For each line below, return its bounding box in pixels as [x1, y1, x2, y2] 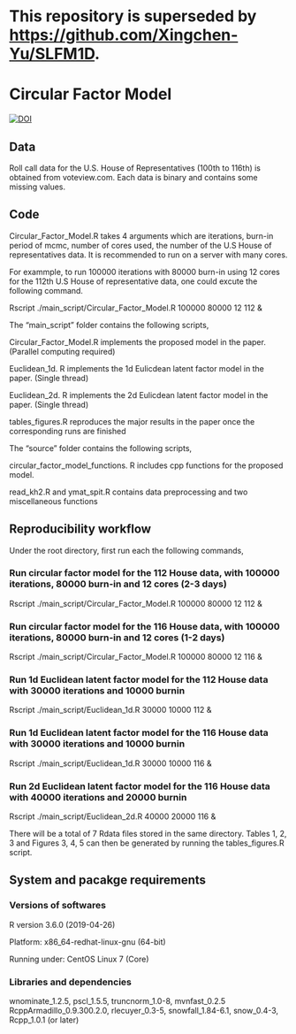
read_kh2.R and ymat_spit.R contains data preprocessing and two [9, 486, 248, 497]
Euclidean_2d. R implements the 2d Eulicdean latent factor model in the [9, 389, 269, 400]
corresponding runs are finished [9, 425, 126, 436]
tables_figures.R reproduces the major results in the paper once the [9, 416, 255, 426]
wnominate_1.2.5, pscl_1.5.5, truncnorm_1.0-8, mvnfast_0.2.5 [9, 996, 226, 1007]
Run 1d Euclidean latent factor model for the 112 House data [9, 674, 269, 686]
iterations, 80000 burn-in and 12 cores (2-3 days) [9, 578, 227, 590]
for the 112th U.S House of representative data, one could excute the [9, 276, 258, 287]
